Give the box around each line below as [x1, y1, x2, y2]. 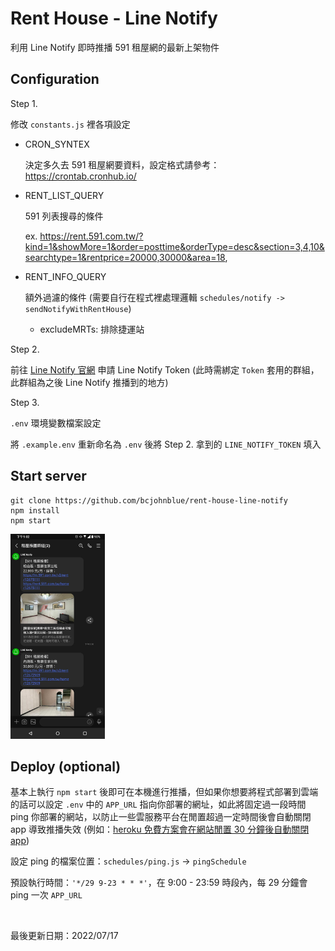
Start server [10, 468, 87, 485]
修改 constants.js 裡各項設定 [10, 118, 131, 130]
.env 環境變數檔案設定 [10, 417, 102, 429]
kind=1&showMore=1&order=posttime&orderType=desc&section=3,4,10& [24, 240, 325, 252]
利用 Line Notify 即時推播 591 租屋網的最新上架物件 [10, 41, 220, 53]
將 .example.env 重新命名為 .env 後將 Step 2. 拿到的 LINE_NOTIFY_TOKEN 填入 [10, 438, 322, 450]
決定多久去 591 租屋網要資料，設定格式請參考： [24, 158, 220, 171]
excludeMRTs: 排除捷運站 [39, 323, 145, 335]
